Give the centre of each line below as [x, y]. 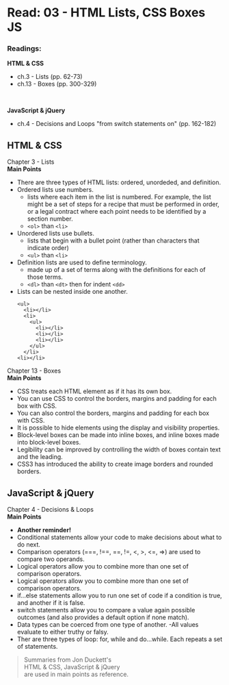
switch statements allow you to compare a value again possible [106, 610]
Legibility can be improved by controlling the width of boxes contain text [119, 449]
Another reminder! [44, 530]
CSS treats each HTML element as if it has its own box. [94, 391]
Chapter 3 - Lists [31, 162]
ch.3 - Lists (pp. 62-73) [50, 77]
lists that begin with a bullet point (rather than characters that [113, 240]
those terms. [45, 277]
